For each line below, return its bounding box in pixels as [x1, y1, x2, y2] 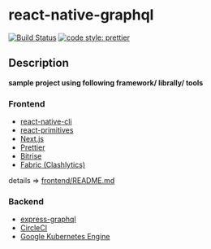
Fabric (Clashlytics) [19, 160, 86, 170]
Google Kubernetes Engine [19, 232, 111, 242]
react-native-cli [19, 116, 72, 127]
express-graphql [19, 214, 76, 225]
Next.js [19, 134, 45, 144]
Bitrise [19, 151, 42, 161]
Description [8, 56, 69, 70]
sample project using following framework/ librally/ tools [8, 77, 204, 87]
